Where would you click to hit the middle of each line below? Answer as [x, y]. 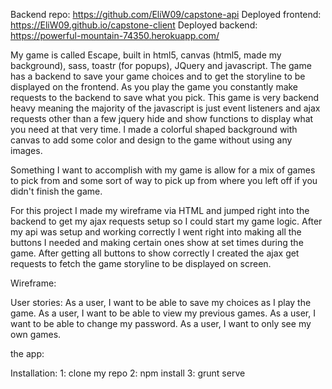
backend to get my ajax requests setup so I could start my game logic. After [166, 221]
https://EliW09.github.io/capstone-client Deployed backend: [134, 25]
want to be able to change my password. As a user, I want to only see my [161, 323]
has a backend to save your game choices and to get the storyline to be [158, 76]
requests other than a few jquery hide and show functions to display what [162, 118]
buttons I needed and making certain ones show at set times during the [157, 242]
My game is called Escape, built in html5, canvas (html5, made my [146, 55]
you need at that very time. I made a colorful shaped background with [154, 129]
